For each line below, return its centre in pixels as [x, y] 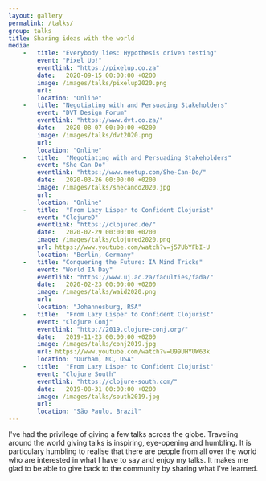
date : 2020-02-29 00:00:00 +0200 [97, 232]
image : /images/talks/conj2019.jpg [97, 344]
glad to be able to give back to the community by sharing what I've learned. [133, 468]
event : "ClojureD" [68, 218]
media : [19, 46]
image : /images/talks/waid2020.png [97, 292]
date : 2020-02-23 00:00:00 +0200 [97, 285]
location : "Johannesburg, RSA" [90, 307]
